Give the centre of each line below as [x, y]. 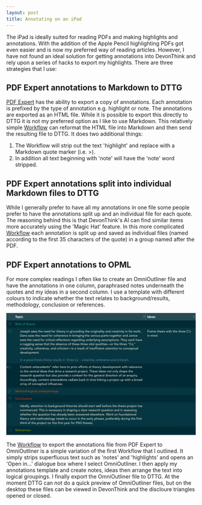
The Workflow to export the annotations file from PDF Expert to [84, 445]
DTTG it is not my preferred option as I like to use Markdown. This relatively [99, 121]
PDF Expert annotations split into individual [89, 183]
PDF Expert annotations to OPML [69, 265]
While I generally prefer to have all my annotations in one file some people [98, 208]
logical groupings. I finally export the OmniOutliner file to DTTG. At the [93, 477]
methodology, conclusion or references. [56, 304]
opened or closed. [29, 496]
